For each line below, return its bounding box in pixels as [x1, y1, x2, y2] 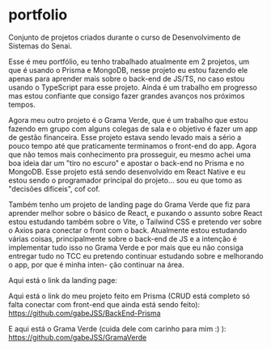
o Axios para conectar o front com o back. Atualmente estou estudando [8, 225, 248, 235]
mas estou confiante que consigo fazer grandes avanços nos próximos [8, 91, 245, 100]
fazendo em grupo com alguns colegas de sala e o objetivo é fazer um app [8, 124, 258, 133]
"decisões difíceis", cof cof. [8, 183, 100, 193]
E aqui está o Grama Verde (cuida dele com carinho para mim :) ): [8, 323, 227, 333]
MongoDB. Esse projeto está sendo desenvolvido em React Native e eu [8, 167, 246, 176]
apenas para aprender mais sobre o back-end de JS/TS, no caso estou [8, 74, 245, 83]
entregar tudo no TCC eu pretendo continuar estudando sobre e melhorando [8, 251, 264, 260]
